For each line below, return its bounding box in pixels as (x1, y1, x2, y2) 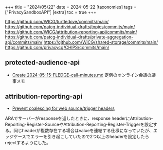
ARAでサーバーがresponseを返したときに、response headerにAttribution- (5, 115, 153, 121)
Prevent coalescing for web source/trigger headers (12, 105, 115, 111)
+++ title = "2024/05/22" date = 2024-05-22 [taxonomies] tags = (5, 4, 137, 10)
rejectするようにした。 (5, 139, 51, 145)
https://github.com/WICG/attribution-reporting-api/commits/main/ (5, 29, 137, 34)
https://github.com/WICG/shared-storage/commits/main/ (43, 39, 158, 45)
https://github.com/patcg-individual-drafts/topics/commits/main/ (5, 24, 135, 30)
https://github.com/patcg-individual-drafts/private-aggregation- (5, 34, 134, 40)
